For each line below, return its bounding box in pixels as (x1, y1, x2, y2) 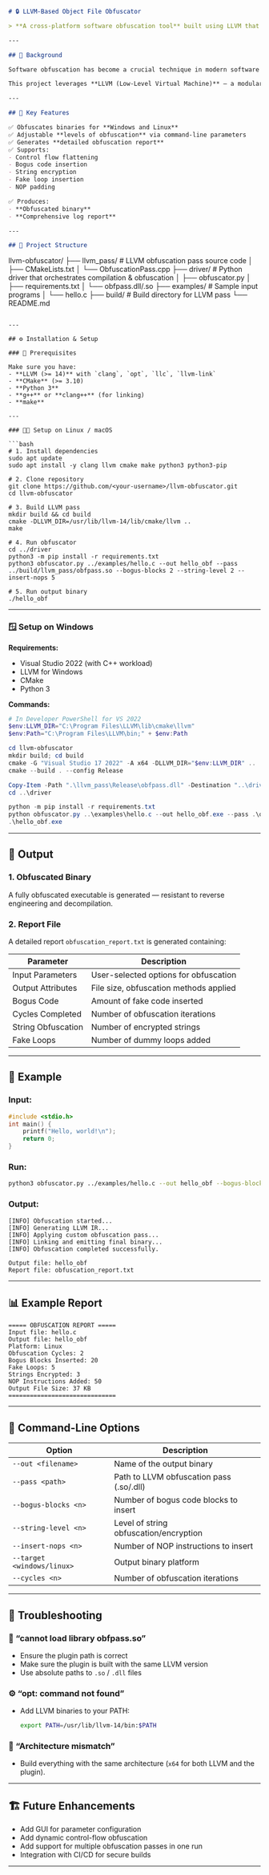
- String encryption (8, 168, 78, 177)
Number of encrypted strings (90, 1021, 201, 1033)
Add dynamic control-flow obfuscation (19, 1833, 148, 1843)
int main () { (8, 1120, 52, 1128)
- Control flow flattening (8, 153, 98, 161)
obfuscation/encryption (114, 1528, 203, 1539)
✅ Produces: (8, 197, 50, 205)
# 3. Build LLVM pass (8, 504, 81, 512)
